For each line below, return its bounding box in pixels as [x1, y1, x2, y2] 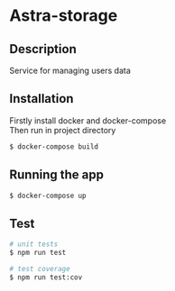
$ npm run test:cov [9, 272, 83, 282]
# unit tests [9, 240, 59, 249]
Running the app [9, 168, 104, 183]
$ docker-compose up [9, 191, 87, 200]
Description [9, 41, 77, 57]
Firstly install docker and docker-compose [9, 114, 167, 126]
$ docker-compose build [9, 141, 99, 151]
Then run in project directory [9, 124, 116, 135]
